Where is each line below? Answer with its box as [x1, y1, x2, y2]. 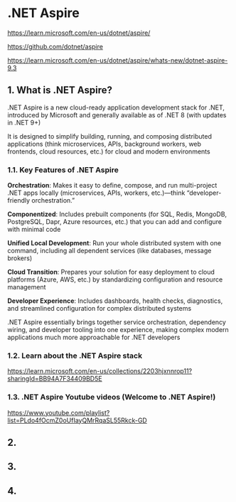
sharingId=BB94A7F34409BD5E [7, 375, 102, 383]
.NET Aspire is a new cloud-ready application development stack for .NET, [7, 103, 225, 112]
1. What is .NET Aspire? [7, 84, 112, 97]
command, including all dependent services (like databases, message [7, 247, 212, 255]
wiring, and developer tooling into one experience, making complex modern [7, 326, 229, 334]
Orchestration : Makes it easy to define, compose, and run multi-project [7, 181, 218, 190]
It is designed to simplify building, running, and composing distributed [7, 132, 212, 140]
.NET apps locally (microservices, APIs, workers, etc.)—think [7, 188, 186, 197]
